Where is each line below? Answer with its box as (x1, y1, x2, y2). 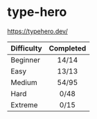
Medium (10, 77, 37, 87)
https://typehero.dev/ (7, 27, 68, 35)
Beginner (10, 55, 40, 64)
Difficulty (10, 43, 43, 53)
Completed (48, 43, 87, 53)
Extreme (10, 100, 38, 109)
